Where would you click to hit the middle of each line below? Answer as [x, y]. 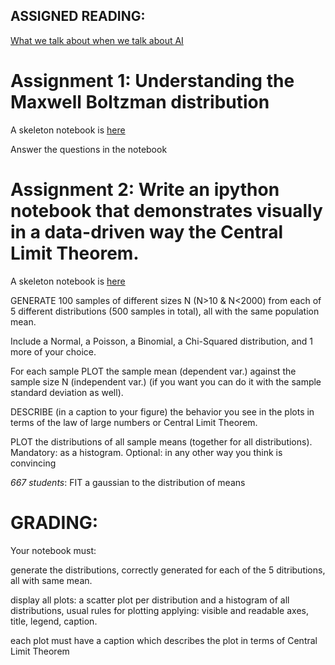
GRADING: [54, 522]
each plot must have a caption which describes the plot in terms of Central [164, 640]
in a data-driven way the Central [146, 231]
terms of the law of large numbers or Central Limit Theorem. [134, 422]
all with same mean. [51, 580]
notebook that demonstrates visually [166, 210]
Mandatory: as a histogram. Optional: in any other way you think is [146, 452]
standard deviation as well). [67, 392]
